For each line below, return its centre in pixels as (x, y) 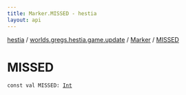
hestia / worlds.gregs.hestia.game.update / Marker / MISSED (93, 39)
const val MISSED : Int (40, 86)
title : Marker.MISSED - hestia (52, 13)
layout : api (24, 20)
